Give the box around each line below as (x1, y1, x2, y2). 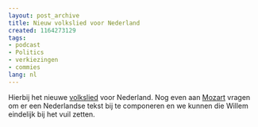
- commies (8, 63, 41, 71)
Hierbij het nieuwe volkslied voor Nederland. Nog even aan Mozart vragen (8, 92, 251, 102)
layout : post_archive (8, 11, 80, 20)
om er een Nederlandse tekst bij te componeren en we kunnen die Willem (8, 101, 248, 110)
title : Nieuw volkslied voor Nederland (8, 19, 141, 27)
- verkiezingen (8, 56, 59, 64)
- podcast (8, 41, 41, 49)
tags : (8, 33, 26, 42)
